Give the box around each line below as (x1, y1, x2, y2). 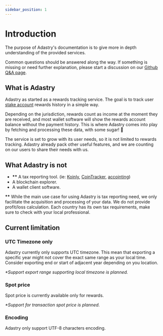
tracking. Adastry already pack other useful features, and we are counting (5, 141, 154, 147)
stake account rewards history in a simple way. (5, 102, 99, 108)
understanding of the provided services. (5, 49, 86, 55)
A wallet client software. (12, 184, 61, 190)
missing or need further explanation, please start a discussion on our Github (5, 64, 158, 70)
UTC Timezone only (5, 238, 53, 245)
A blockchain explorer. (12, 179, 58, 185)
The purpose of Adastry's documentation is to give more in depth (5, 45, 137, 50)
